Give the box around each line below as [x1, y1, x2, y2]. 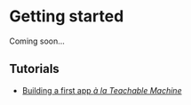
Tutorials [9, 61, 60, 77]
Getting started [9, 6, 124, 27]
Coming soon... [9, 36, 65, 46]
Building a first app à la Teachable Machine [21, 85, 182, 95]
